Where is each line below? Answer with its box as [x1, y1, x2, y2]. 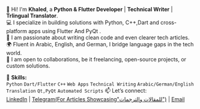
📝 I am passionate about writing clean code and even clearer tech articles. [6, 34, 190, 41]
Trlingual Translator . [6, 12, 58, 19]
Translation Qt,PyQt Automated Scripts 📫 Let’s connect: [6, 87, 147, 94]
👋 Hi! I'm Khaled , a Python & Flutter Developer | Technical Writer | [6, 6, 173, 13]
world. [6, 49, 22, 57]
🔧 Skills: [6, 74, 27, 81]
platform [6, 28, 27, 34]
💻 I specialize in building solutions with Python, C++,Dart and [6, 19, 159, 26]
